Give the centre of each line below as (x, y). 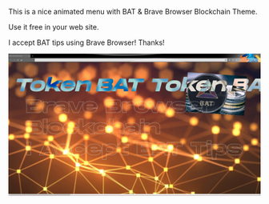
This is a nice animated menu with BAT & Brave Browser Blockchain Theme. (133, 12)
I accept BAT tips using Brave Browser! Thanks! (87, 42)
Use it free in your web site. (54, 27)
